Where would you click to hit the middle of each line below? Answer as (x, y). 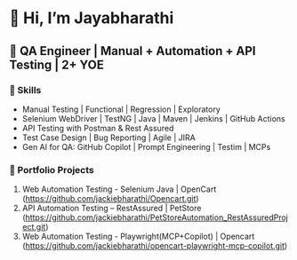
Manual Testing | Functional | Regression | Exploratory (121, 109)
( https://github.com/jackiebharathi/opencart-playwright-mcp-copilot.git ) (155, 246)
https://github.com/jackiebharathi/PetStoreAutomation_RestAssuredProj (157, 217)
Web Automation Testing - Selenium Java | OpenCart (119, 189)
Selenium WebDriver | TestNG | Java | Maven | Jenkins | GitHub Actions (154, 118)
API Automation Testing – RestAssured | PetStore (112, 209)
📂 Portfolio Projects (52, 169)
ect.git (34, 227)
